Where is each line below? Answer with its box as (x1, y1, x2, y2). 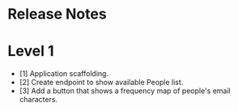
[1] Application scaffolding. (19, 69, 109, 79)
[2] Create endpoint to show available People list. (19, 78, 184, 88)
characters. (19, 95, 58, 105)
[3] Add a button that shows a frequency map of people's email (19, 86, 232, 96)
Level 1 (7, 42, 54, 61)
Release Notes (7, 5, 107, 23)
